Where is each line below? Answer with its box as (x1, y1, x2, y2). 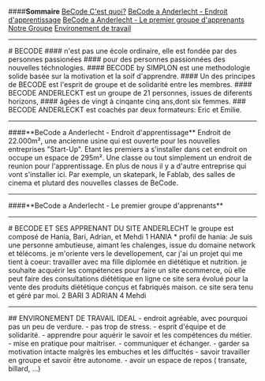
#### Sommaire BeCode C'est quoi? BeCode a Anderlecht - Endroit (8, 7, 228, 16)
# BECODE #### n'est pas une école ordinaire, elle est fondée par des (8, 47, 237, 55)
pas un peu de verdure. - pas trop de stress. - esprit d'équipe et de (8, 322, 226, 331)
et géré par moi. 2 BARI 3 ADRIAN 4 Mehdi (8, 291, 147, 300)
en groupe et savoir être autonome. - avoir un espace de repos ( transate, (8, 356, 247, 364)
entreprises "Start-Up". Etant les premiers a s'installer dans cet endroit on (8, 145, 248, 153)
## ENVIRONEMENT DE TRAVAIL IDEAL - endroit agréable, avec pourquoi (8, 314, 248, 323)
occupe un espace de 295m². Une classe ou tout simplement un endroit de (8, 153, 252, 162)
